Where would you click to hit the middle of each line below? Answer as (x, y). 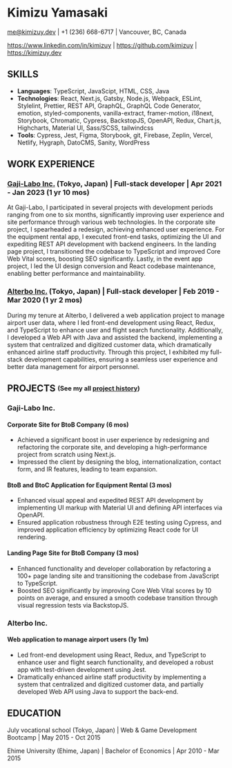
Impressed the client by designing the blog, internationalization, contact (119, 462)
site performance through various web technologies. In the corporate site (112, 222)
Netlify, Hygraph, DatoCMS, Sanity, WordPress (84, 142)
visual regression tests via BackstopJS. (73, 605)
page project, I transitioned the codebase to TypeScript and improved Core (114, 252)
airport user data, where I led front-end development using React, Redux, (111, 322)
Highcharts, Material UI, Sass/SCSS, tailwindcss (85, 128)
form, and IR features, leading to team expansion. (87, 469)
